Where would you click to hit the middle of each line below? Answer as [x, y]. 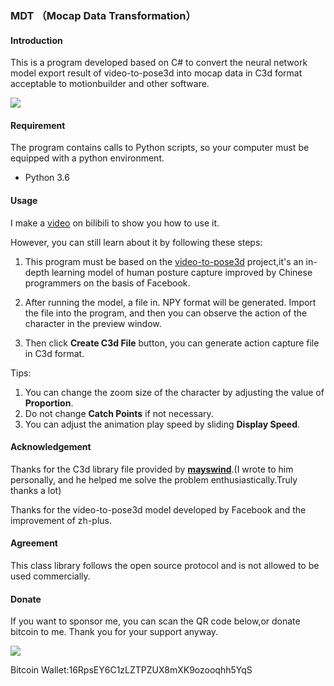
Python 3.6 [47, 178]
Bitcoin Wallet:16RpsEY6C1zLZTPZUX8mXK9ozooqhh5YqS [131, 670]
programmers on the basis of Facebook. [107, 283]
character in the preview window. [93, 323]
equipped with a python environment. [87, 158]
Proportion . [49, 403]
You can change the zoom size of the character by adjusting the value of [174, 392]
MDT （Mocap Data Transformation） [103, 15]
